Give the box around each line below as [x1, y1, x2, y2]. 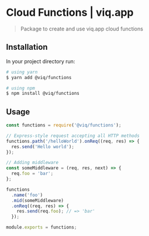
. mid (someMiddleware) [11, 197, 64, 203]
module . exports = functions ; [6, 224, 77, 231]
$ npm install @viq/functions [6, 91, 80, 97]
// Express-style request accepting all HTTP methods [6, 132, 140, 139]
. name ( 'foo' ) [11, 192, 43, 198]
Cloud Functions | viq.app [6, 6, 134, 19]
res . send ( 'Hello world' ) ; [11, 143, 75, 149]
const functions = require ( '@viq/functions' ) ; [6, 122, 122, 128]
